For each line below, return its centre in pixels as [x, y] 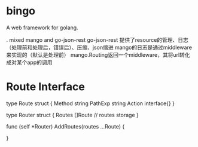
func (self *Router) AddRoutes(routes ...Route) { [66, 126]
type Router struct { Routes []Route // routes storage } [72, 115]
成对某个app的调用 [29, 62]
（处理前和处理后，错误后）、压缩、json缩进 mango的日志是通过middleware [99, 47]
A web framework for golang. [42, 27]
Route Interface [45, 87]
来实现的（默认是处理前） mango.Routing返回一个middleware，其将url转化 [98, 54]
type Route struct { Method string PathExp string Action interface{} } [91, 103]
